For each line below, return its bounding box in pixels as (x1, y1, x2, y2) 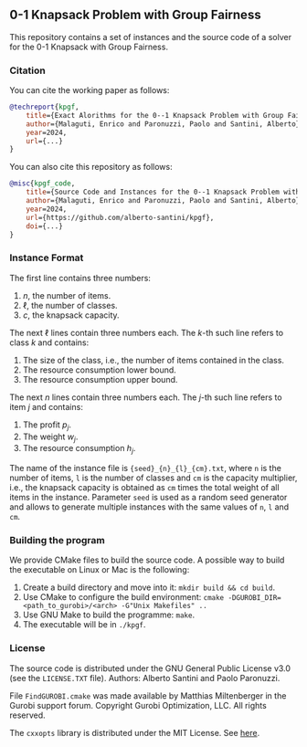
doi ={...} (26, 221, 64, 231)
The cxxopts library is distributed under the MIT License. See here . (9, 727, 260, 738)
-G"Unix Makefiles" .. (121, 602, 207, 611)
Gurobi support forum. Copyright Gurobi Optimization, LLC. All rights (9, 700, 267, 710)
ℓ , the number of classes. (22, 300, 118, 310)
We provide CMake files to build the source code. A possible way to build (9, 554, 285, 565)
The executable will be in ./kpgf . (22, 619, 146, 630)
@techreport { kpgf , (9, 102, 79, 112)
